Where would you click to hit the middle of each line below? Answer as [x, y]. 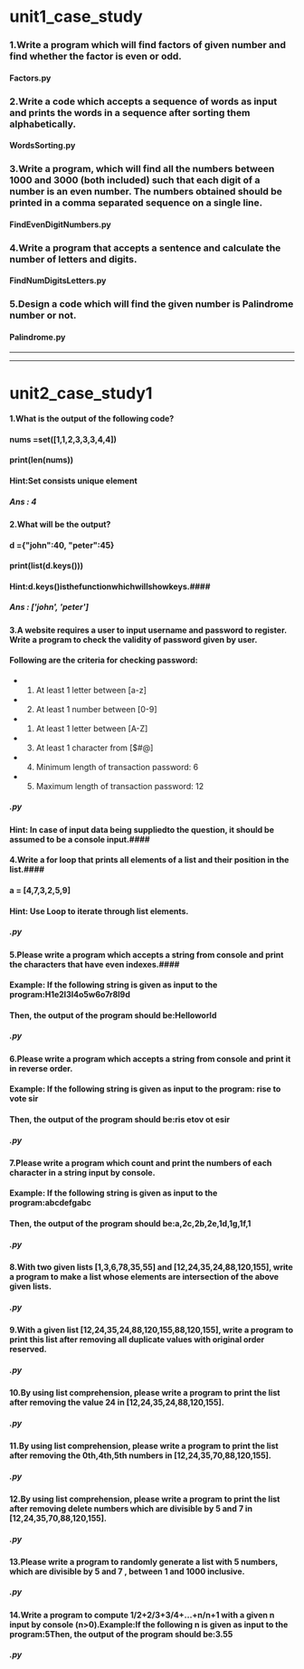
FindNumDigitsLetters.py [58, 281]
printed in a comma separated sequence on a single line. [136, 203]
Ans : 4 [23, 501]
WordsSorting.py [43, 146]
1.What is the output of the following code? [92, 419]
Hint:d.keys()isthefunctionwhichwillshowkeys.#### [110, 587]
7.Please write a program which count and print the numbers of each [141, 1163]
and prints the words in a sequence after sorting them [130, 112]
